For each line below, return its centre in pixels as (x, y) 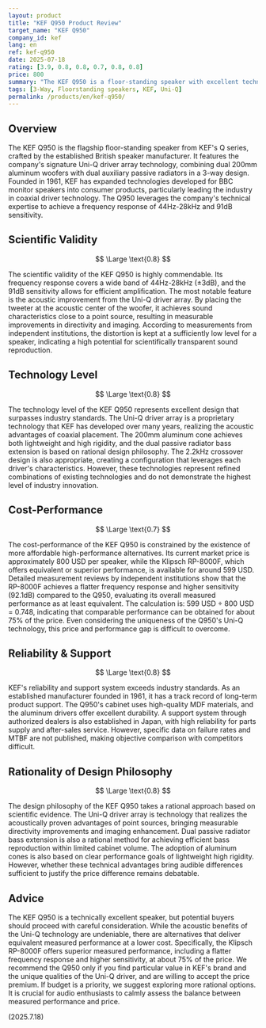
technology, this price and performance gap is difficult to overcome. (119, 628)
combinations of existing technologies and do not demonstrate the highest (129, 477)
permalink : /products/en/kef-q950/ (67, 97)
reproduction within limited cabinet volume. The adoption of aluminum (123, 848)
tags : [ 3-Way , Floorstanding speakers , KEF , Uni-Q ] (95, 89)
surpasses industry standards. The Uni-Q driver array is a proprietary (122, 417)
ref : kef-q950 (32, 52)
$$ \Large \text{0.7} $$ (133, 529)
